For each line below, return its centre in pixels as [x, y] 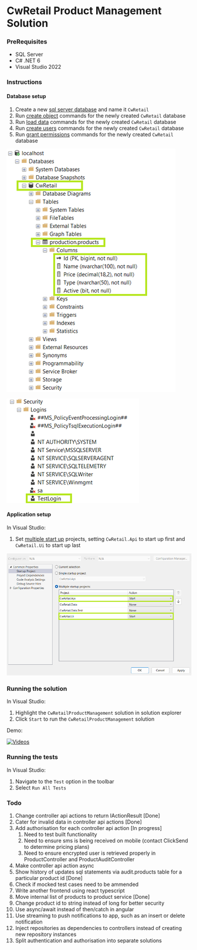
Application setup [29, 514]
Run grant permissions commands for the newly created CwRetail [94, 134]
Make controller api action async [55, 865]
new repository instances [46, 934]
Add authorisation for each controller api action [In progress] [89, 828]
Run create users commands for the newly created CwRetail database [99, 128]
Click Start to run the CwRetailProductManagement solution [85, 719]
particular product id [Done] [49, 878]
